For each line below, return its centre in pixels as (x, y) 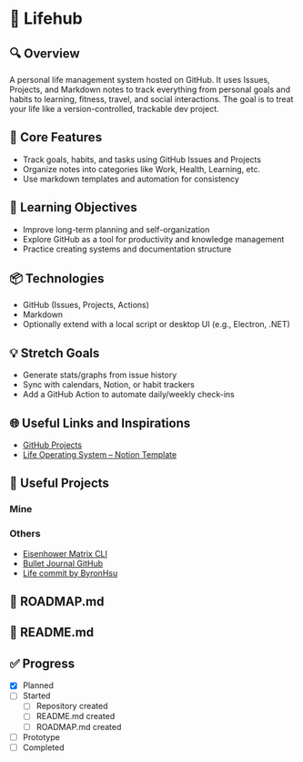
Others (25, 534)
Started (36, 695)
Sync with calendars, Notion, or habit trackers (109, 385)
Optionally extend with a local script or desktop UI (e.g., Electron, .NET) (157, 324)
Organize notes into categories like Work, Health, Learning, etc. (141, 169)
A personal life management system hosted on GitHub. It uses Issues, (140, 80)
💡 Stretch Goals (55, 353)
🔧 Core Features (56, 137)
